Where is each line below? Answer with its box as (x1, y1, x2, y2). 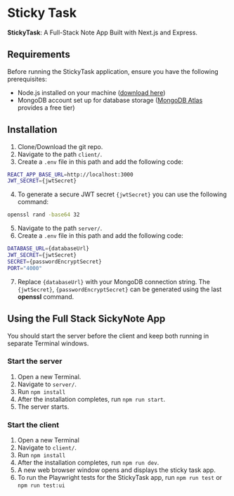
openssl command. (17, 292, 74, 300)
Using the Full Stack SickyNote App (7, 313, 166, 325)
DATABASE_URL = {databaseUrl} (7, 245, 90, 253)
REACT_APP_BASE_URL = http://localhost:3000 (7, 171, 134, 178)
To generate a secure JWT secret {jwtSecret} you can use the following (17, 190, 227, 198)
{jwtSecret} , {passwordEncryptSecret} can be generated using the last (17, 285, 222, 293)
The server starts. (17, 402, 70, 411)
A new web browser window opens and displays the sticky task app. (17, 466, 216, 474)
